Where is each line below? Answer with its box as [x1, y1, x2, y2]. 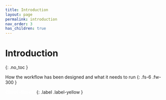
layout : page [5, 12, 33, 17]
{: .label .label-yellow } [36, 89, 83, 95]
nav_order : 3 [5, 21, 33, 27]
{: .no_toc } [5, 64, 28, 70]
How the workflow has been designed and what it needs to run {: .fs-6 [5, 74, 151, 80]
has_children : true [5, 26, 46, 31]
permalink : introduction [5, 17, 58, 22]
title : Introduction [5, 7, 49, 13]
